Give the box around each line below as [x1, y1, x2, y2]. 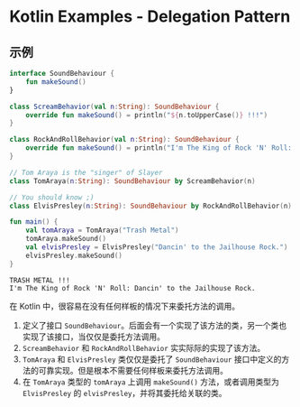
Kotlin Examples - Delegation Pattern [9, 6, 291, 27]
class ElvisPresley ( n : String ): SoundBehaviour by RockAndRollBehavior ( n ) [9, 201, 293, 210]
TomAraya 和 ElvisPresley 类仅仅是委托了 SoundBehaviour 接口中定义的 [22, 354, 282, 365]
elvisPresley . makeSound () [25, 251, 123, 260]
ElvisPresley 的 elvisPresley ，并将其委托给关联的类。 [22, 387, 227, 398]
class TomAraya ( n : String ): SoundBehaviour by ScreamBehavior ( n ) [9, 176, 256, 186]
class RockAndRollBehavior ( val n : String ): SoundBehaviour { [9, 135, 241, 144]
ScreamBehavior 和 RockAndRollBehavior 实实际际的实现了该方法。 [22, 342, 266, 353]
